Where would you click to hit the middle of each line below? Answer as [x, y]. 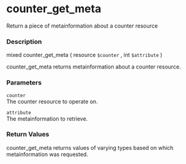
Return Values [28, 135]
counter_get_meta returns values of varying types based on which [90, 147]
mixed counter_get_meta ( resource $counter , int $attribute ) [84, 55]
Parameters [24, 83]
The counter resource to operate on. [52, 101]
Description [24, 42]
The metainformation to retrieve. [47, 119]
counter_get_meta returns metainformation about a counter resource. [94, 67]
